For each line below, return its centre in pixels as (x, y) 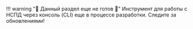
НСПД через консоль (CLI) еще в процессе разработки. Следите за (91, 15)
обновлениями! (26, 21)
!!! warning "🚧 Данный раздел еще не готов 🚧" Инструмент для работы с (97, 9)
